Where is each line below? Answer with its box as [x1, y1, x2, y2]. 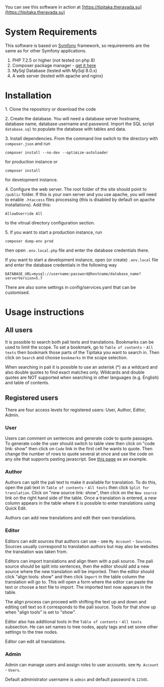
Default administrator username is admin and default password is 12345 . [5, 676, 149, 682]
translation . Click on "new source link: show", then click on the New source [5, 490, 157, 496]
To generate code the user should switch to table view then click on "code [5, 440, 155, 446]
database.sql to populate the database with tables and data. [5, 126, 126, 132]
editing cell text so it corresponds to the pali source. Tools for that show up [5, 604, 157, 610]
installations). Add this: [5, 201, 51, 207]
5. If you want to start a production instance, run [5, 229, 102, 235]
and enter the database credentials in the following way [5, 262, 117, 268]
